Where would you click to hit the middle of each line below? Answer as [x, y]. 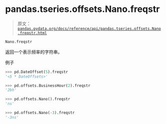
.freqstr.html [32, 33]
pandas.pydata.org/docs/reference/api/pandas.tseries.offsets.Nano [89, 28]
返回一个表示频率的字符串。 [34, 52]
